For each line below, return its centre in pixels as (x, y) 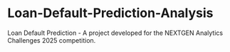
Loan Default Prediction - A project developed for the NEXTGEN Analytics (115, 33)
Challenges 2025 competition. (52, 40)
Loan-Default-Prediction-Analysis (110, 13)
